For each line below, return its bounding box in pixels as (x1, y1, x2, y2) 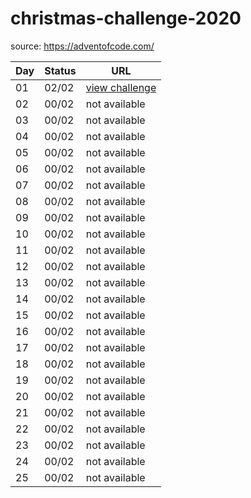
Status (44, 63, 77, 77)
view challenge (85, 80, 157, 94)
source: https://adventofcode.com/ (10, 40, 155, 52)
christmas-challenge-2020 (10, 7, 242, 30)
